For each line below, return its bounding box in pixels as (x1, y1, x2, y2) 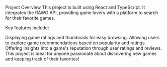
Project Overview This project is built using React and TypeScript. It (5, 5, 145, 10)
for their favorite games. (5, 15, 55, 21)
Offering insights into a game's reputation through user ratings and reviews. (5, 45, 162, 51)
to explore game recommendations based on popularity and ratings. (5, 40, 146, 46)
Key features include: (5, 25, 49, 31)
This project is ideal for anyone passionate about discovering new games (5, 50, 157, 56)
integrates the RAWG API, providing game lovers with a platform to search (5, 10, 158, 16)
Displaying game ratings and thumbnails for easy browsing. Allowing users (5, 35, 160, 40)
